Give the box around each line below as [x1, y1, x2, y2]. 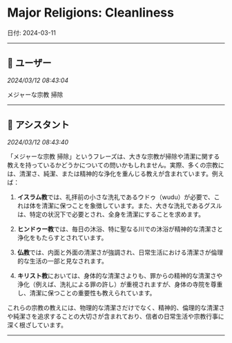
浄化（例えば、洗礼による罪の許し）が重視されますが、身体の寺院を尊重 [17, 280, 223, 288]
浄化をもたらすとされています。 [17, 233, 108, 241]
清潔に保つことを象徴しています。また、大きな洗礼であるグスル [41, 201, 222, 210]
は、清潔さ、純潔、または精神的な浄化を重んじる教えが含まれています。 [7, 169, 213, 178]
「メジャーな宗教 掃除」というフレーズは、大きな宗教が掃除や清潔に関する [7, 152, 220, 160]
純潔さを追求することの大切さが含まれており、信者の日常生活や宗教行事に [12, 312, 224, 320]
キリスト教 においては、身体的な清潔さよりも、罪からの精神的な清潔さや [17, 271, 223, 279]
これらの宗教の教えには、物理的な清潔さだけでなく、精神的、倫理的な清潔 [7, 303, 219, 312]
